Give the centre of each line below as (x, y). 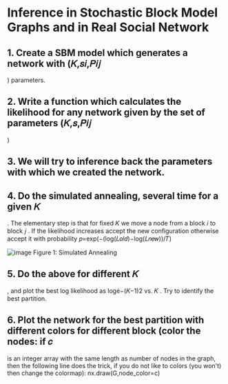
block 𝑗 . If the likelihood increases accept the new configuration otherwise (113, 231)
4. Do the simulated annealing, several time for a (113, 195)
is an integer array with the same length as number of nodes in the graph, (111, 358)
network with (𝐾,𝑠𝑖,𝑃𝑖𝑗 (54, 63)
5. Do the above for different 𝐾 (73, 274)
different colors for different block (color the (104, 331)
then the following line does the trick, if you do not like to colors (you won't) (114, 365)
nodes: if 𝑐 (30, 342)
